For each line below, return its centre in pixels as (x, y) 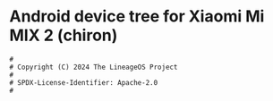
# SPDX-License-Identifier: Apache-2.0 (84, 82)
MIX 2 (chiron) (64, 35)
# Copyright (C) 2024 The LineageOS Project (94, 67)
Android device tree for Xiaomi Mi (137, 17)
